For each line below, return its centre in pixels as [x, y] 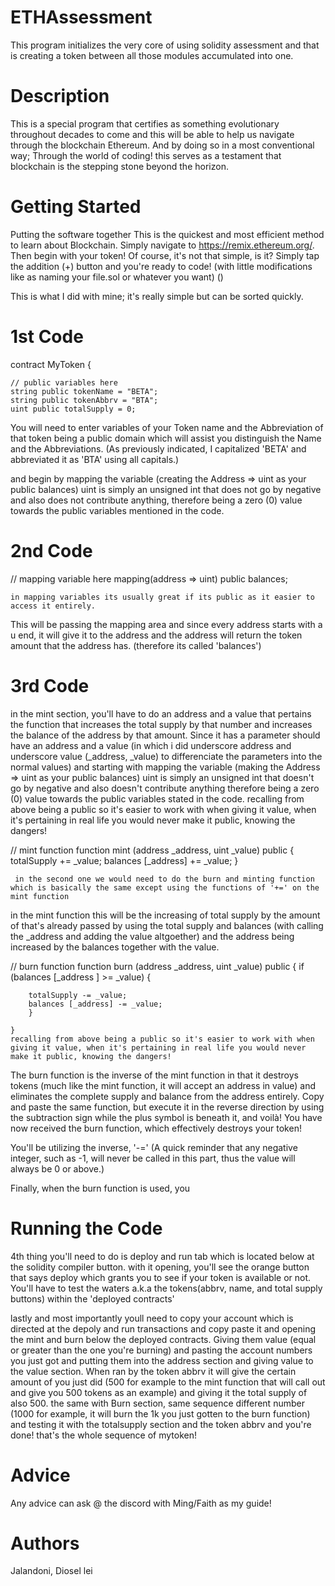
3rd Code [50, 685]
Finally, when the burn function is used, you [100, 1188]
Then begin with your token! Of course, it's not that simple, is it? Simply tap [165, 255]
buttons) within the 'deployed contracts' [92, 1298]
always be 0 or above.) [57, 1168]
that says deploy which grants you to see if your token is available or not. [161, 1277]
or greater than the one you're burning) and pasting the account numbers [161, 1350]
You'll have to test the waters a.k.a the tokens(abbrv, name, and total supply [166, 1288]
